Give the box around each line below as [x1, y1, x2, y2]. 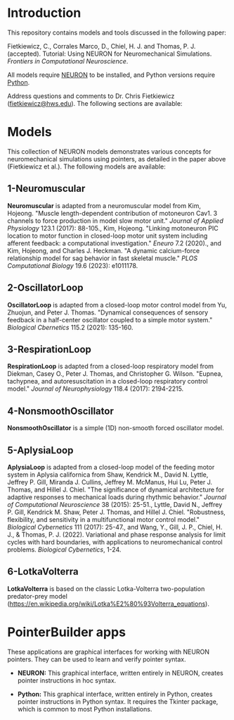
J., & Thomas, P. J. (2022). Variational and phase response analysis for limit [7, 530, 226, 539]
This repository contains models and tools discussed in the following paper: [7, 28, 226, 37]
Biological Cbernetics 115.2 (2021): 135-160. [7, 323, 134, 331]
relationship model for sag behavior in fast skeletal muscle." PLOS [7, 254, 198, 262]
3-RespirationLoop [7, 343, 91, 355]
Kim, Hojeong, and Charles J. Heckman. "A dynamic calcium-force [7, 246, 200, 255]
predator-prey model [7, 592, 68, 600]
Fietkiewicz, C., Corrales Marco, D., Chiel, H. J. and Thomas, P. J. [7, 42, 196, 50]
